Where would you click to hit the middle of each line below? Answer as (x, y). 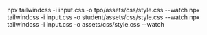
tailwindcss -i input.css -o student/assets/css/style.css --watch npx (103, 17)
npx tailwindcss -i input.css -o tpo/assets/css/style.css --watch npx (103, 10)
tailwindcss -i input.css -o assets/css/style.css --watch (86, 24)
